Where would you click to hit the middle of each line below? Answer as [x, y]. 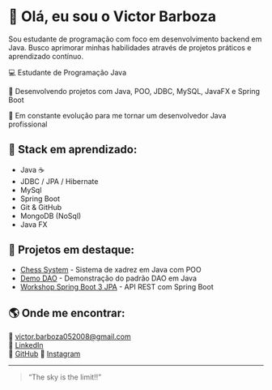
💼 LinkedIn [26, 345]
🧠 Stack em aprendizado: [73, 150]
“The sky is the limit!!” [65, 377]
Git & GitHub [41, 207]
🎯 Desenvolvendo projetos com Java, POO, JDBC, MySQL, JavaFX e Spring [134, 91]
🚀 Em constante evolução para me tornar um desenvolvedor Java [117, 115]
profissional [28, 124]
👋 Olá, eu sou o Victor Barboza [113, 17]
